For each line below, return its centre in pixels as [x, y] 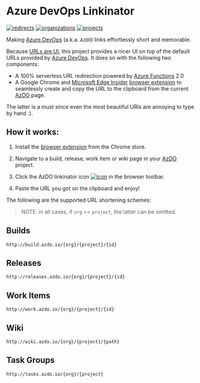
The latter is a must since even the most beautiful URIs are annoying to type [100, 106]
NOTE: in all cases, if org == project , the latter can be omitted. [98, 211]
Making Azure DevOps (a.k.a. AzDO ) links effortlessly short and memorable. [99, 39]
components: [23, 64]
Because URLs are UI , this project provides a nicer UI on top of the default [98, 51]
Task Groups [31, 360]
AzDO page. [30, 95]
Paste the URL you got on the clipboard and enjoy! [77, 188]
